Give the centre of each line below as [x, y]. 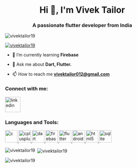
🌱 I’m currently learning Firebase [45, 55]
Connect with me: [27, 89]
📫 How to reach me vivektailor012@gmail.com [61, 74]
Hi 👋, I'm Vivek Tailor [82, 10]
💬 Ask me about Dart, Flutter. [42, 64]
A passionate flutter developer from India [82, 25]
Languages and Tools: [32, 122]
